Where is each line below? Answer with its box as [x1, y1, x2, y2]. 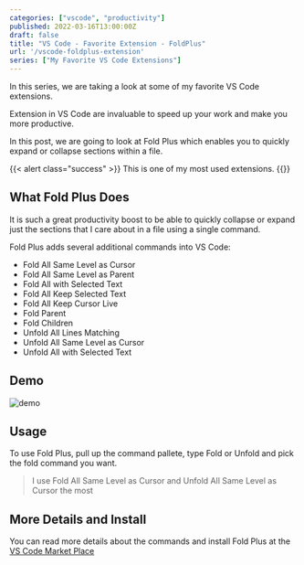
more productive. [9, 118, 75, 129]
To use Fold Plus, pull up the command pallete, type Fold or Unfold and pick [9, 448, 295, 459]
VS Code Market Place [9, 546, 95, 557]
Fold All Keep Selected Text [22, 288, 126, 299]
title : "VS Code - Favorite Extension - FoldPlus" [9, 38, 206, 48]
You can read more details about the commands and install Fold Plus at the [9, 536, 290, 547]
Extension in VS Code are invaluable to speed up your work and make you [9, 109, 288, 119]
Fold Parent [22, 307, 67, 318]
